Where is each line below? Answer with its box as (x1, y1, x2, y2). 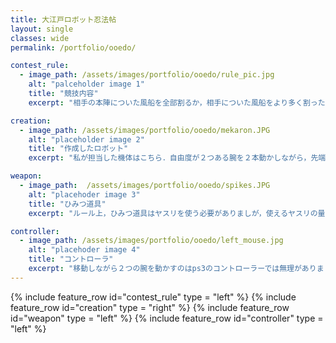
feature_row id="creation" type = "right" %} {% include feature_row (10, 301, 290, 313)
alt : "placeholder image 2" (28, 134, 145, 145)
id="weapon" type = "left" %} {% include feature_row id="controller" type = (10, 312, 324, 324)
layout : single (10, 24, 74, 34)
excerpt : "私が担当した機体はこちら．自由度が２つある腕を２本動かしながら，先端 (28, 153, 327, 163)
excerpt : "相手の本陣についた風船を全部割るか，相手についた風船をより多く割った (28, 97, 326, 108)
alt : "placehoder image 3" (28, 189, 141, 200)
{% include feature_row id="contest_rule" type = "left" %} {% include (10, 291, 297, 303)
